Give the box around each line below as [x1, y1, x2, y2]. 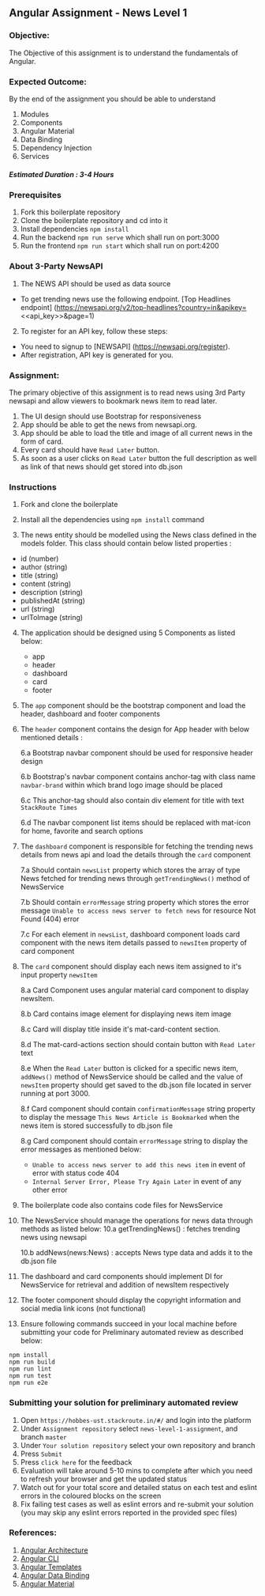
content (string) [20, 579, 72, 588]
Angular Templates [20, 1562, 82, 1571]
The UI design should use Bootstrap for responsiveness [20, 411, 202, 421]
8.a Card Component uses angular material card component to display [20, 985, 249, 995]
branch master [20, 1431, 67, 1442]
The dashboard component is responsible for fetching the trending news [20, 841, 253, 851]
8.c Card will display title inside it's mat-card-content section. [20, 1024, 220, 1034]
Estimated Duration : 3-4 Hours [9, 169, 114, 179]
